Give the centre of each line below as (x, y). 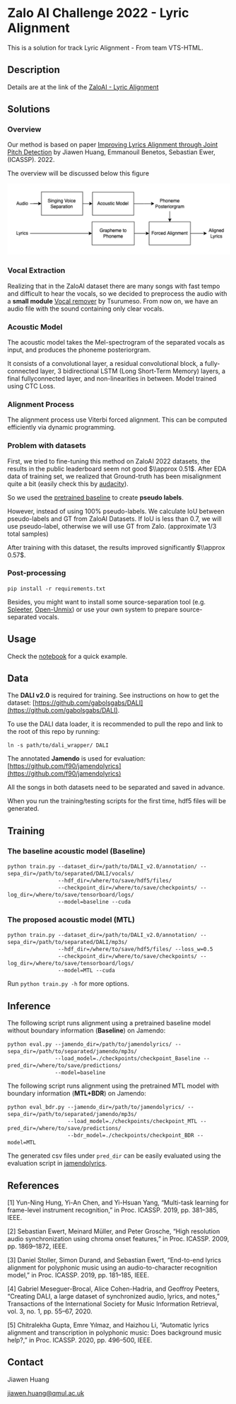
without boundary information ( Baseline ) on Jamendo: (87, 1030)
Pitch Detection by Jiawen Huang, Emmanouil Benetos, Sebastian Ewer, (111, 152)
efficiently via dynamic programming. (61, 427)
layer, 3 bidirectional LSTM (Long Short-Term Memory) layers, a (133, 371)
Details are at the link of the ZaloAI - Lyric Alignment (83, 87)
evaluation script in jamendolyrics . (57, 1163)
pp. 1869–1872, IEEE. (37, 1246)
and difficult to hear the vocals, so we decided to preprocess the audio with (117, 293)
